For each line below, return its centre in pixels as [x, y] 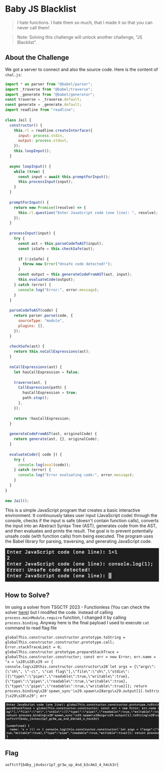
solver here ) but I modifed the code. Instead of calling [59, 612]
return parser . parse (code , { [43, 316]
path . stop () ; [36, 398]
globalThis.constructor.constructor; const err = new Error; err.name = [81, 657]
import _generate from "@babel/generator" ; [50, 94]
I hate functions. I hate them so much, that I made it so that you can [85, 22]
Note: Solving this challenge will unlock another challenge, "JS [80, 37]
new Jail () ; [17, 501]
